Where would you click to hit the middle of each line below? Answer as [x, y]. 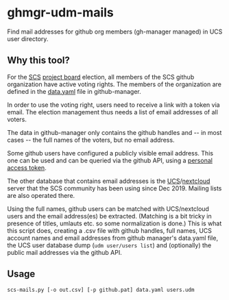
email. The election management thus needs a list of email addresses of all [112, 112]
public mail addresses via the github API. [64, 252]
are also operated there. [41, 195]
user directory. [28, 38]
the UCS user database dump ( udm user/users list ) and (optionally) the [109, 245]
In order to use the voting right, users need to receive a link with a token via [114, 105]
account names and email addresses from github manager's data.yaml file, [112, 238]
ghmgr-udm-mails [61, 13]
